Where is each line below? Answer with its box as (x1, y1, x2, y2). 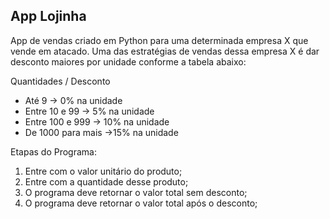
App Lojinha (10, 8, 87, 25)
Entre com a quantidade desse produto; (24, 175, 189, 188)
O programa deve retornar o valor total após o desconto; (24, 197, 258, 209)
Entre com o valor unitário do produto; (24, 165, 183, 177)
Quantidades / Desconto (10, 75, 111, 87)
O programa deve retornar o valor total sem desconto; (24, 186, 248, 198)
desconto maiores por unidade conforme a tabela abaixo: (10, 55, 247, 68)
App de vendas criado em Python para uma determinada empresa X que (10, 34, 309, 46)
